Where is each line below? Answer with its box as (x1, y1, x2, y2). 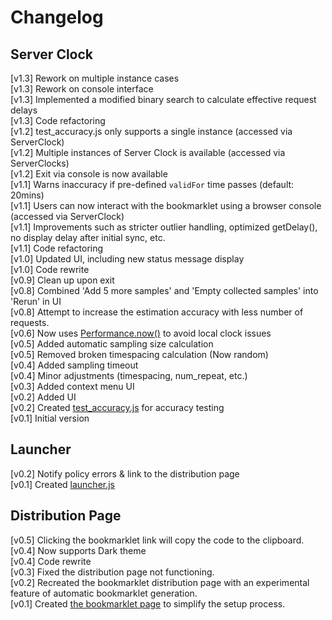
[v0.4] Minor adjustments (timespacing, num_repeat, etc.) (10, 370, 248, 381)
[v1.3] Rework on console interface (10, 83, 154, 95)
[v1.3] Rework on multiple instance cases (10, 72, 180, 84)
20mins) (10, 189, 45, 201)
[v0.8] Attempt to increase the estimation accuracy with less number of (10, 306, 304, 318)
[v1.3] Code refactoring (10, 115, 106, 126)
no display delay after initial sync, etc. (10, 232, 166, 243)
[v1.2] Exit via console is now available (10, 168, 168, 180)
